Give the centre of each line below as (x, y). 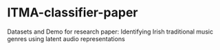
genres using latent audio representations (66, 38)
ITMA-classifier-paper (73, 13)
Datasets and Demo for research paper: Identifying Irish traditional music (110, 32)
